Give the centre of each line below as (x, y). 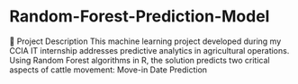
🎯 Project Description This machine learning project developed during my (145, 41)
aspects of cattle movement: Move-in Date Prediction (108, 70)
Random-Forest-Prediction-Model (140, 17)
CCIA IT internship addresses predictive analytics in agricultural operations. (149, 50)
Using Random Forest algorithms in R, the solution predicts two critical (140, 60)
